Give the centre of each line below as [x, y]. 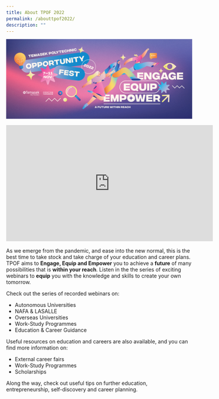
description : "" [26, 25]
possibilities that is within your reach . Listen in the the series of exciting [94, 269]
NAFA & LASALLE [36, 311]
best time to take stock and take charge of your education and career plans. [98, 257]
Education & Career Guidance [51, 330]
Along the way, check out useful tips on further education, [77, 383]
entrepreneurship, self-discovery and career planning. [72, 389]
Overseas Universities [41, 317]
